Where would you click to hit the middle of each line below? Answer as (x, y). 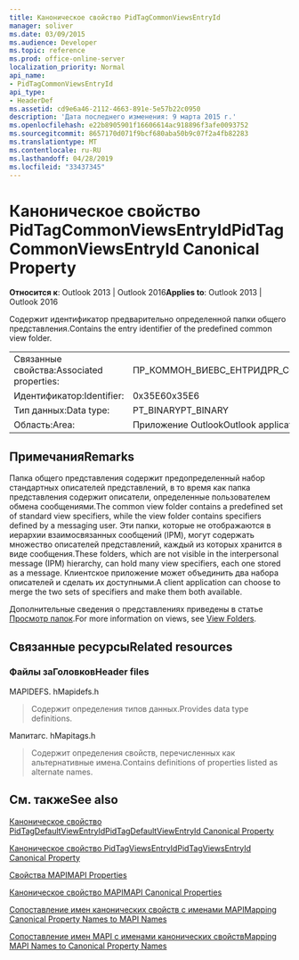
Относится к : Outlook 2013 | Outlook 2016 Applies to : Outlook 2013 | (136, 293)
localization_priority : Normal (67, 68)
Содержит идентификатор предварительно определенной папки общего (148, 319)
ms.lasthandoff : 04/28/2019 (61, 158)
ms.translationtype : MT (53, 142)
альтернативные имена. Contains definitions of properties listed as (154, 762)
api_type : (28, 92)
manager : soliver (41, 26)
